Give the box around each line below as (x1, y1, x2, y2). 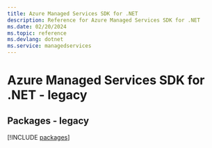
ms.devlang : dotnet (7, 36, 64, 43)
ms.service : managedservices (7, 42, 92, 49)
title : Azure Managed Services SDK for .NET (7, 10, 138, 17)
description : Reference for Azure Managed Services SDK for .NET (7, 17, 200, 24)
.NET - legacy (7, 88, 88, 103)
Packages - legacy (7, 115, 89, 126)
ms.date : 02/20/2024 (7, 23, 67, 30)
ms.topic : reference (7, 29, 67, 37)
